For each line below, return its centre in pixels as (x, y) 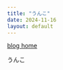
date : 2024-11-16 (32, 20)
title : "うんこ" (29, 13)
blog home (22, 46)
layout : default (30, 26)
